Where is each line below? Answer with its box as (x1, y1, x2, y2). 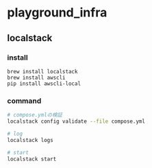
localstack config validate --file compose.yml (7, 118, 146, 125)
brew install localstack (7, 68, 78, 75)
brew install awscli (7, 74, 66, 81)
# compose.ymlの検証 (7, 112, 63, 119)
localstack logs (7, 136, 53, 143)
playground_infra (7, 5, 107, 21)
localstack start (7, 156, 57, 163)
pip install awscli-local (7, 80, 81, 87)
